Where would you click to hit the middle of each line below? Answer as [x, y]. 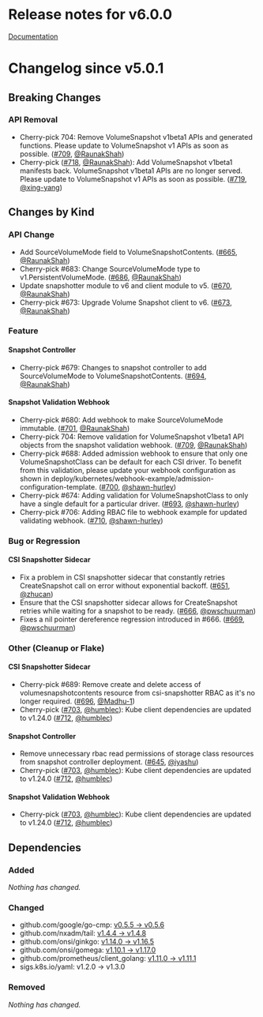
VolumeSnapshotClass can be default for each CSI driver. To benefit [131, 462]
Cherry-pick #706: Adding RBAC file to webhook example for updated [133, 512]
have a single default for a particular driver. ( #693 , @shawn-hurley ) [129, 504]
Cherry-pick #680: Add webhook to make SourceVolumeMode [121, 419]
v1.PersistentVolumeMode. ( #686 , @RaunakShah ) [100, 277]
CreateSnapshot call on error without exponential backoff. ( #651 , [125, 585]
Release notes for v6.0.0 [90, 15]
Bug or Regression [44, 541]
